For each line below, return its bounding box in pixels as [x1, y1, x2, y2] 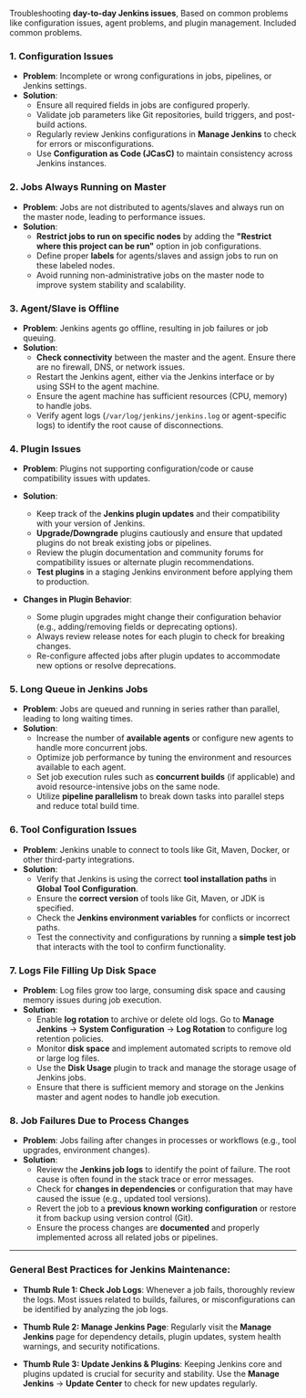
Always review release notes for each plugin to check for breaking [36, 631, 285, 642]
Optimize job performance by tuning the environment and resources [36, 752, 292, 763]
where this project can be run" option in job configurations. [36, 240, 262, 251]
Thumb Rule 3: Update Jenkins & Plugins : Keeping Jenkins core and [22, 1358, 282, 1369]
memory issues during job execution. [22, 994, 162, 1005]
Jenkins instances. [36, 158, 107, 169]
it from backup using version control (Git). [36, 1213, 194, 1224]
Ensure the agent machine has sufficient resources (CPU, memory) [36, 390, 288, 401]
